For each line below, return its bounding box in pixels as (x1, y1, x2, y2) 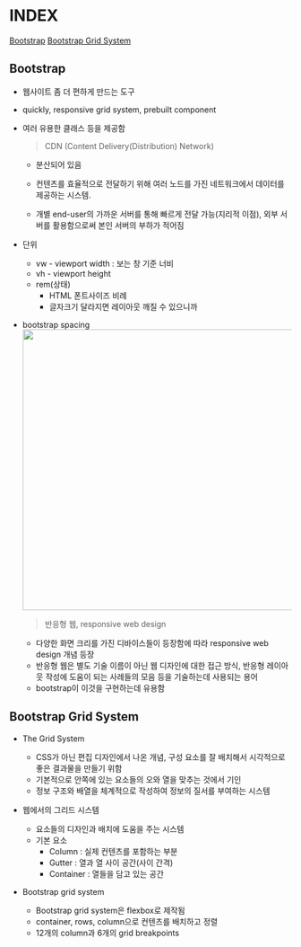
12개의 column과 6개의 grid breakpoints (35, 927, 180, 938)
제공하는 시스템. (35, 190, 91, 200)
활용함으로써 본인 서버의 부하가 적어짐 (52, 219, 185, 230)
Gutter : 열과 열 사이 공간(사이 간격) (48, 857, 174, 868)
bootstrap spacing (21, 319, 90, 330)
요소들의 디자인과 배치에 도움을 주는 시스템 (35, 823, 185, 834)
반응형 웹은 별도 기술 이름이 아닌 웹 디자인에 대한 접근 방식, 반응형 (35, 659, 265, 670)
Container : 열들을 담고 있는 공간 (48, 868, 164, 879)
